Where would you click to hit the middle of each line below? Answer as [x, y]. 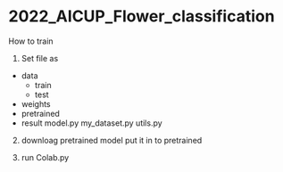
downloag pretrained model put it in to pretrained [112, 140]
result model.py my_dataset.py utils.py [92, 123]
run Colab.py [45, 157]
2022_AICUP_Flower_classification [141, 16]
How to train [31, 41]
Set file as [40, 58]
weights [36, 103]
